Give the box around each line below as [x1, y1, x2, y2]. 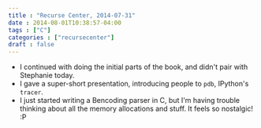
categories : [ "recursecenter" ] [8, 33, 114, 42]
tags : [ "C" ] [8, 26, 51, 34]
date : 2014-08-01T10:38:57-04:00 [8, 19, 122, 27]
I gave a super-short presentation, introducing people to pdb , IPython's [19, 79, 249, 89]
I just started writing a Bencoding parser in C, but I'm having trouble [19, 96, 240, 105]
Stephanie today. [19, 71, 75, 80]
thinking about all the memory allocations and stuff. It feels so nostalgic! [19, 104, 254, 114]
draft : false [8, 41, 55, 49]
